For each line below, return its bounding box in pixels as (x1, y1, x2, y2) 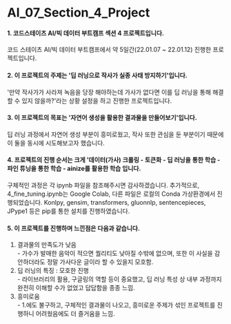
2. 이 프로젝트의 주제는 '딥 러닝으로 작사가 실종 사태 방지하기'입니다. (7, 71, 188, 79)
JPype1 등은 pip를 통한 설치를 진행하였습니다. (7, 207, 130, 215)
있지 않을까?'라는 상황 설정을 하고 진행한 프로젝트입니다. (21, 97, 172, 105)
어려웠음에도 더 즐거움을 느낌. (35, 310, 115, 318)
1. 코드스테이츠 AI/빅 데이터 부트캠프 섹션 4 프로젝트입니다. (7, 29, 164, 37)
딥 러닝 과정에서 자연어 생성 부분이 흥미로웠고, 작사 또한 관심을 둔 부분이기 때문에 (7, 130, 224, 139)
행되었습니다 (7, 199, 41, 206)
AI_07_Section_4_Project (7, 5, 150, 21)
